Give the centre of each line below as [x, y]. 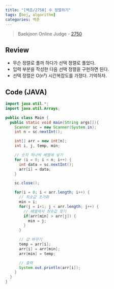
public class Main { [27, 118]
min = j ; [37, 221]
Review [17, 50]
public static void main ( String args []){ [54, 122]
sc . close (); [27, 183]
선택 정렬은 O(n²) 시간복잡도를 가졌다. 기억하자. [60, 76]
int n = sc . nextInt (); [38, 132]
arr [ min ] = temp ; [37, 254]
